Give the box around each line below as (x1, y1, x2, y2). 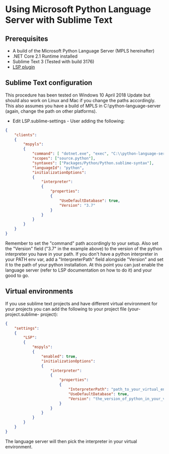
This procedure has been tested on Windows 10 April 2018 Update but (5, 92, 151, 98)
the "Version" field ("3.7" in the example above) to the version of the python (5, 245, 162, 251)
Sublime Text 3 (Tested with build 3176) (12, 59, 95, 64)
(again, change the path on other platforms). (5, 108, 97, 114)
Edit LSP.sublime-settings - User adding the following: (12, 118, 125, 124)
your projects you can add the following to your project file (5, 306, 127, 312)
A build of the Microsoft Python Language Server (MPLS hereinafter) (12, 48, 155, 54)
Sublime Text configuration (5, 78, 93, 87)
